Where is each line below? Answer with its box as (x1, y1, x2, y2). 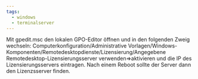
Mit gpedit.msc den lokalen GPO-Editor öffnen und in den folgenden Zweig (6, 36, 190, 43)
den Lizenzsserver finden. (6, 68, 70, 75)
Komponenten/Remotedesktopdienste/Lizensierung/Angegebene (6, 49, 166, 56)
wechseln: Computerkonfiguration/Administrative (6, 42, 127, 49)
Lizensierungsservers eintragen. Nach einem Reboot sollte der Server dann (6, 61, 191, 68)
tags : (6, 8, 20, 15)
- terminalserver (11, 20, 55, 26)
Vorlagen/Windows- (128, 42, 178, 49)
